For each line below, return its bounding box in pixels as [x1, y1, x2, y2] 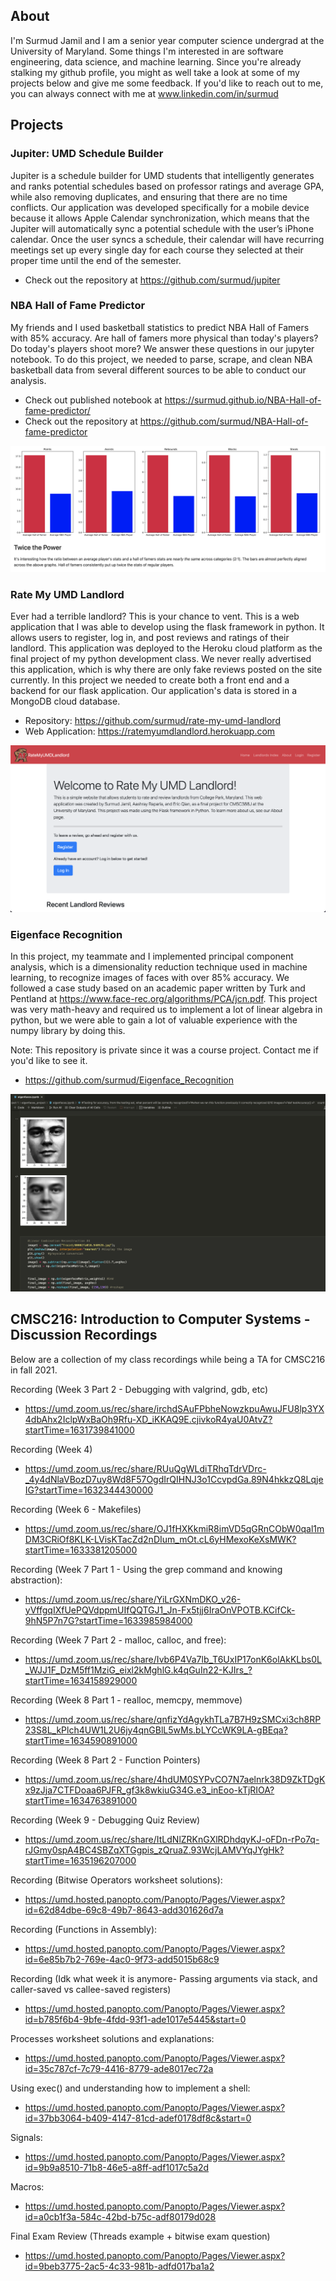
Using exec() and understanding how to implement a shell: [10, 2082, 251, 2094]
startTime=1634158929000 [24, 1674, 138, 1686]
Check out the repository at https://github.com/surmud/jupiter [24, 274, 281, 286]
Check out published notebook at [24, 394, 163, 406]
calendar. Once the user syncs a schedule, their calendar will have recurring [10, 233, 325, 245]
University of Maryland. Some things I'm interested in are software [10, 45, 284, 57]
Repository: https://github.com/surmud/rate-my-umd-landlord [24, 714, 281, 726]
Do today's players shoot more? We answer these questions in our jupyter [10, 342, 315, 354]
